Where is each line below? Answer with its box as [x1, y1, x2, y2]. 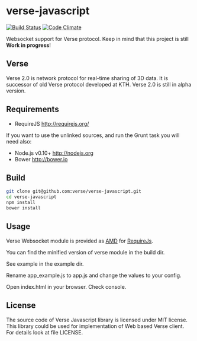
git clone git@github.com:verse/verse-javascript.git [6, 189, 142, 195]
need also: [6, 138, 32, 145]
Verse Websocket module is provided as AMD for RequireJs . [6, 237, 154, 244]
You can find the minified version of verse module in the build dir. [6, 248, 165, 256]
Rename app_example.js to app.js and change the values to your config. [6, 272, 182, 279]
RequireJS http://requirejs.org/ [14, 120, 89, 127]
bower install [6, 205, 41, 211]
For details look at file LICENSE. [6, 329, 83, 336]
